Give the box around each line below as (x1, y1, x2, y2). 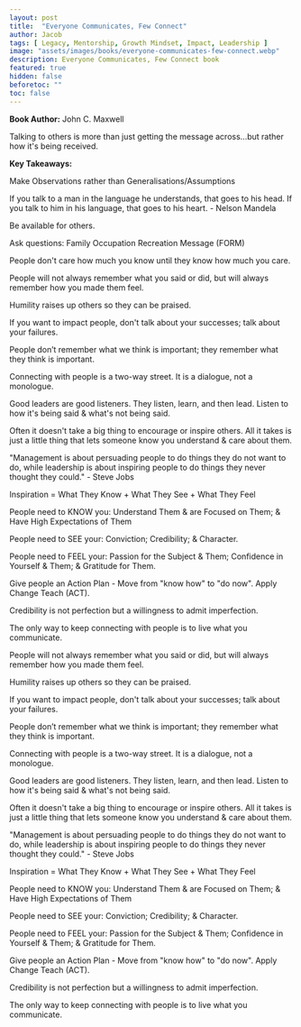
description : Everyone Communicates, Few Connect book (9, 55, 220, 64)
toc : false (9, 88, 50, 97)
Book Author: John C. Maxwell (9, 114, 124, 124)
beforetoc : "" (9, 80, 63, 89)
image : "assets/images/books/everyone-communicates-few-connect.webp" (9, 47, 280, 56)
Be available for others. (9, 220, 96, 231)
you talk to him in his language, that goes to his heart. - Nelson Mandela (9, 202, 277, 213)
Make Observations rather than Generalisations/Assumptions (9, 175, 236, 186)
